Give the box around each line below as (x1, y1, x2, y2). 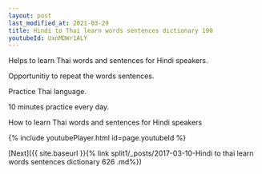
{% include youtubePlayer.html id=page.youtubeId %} (8, 133, 187, 143)
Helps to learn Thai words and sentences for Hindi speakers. (8, 56, 208, 65)
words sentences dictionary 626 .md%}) (8, 157, 143, 167)
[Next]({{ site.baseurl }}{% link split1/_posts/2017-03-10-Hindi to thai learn (8, 148, 254, 158)
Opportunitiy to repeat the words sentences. (8, 71, 155, 81)
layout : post (8, 11, 52, 20)
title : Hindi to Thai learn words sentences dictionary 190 (8, 26, 214, 34)
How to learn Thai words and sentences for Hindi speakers (8, 117, 203, 128)
